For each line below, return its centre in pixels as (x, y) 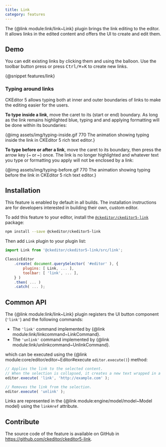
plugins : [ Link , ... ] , (49, 268)
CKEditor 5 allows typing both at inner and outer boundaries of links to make (83, 100)
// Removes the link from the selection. (49, 387)
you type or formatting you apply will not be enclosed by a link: (69, 160)
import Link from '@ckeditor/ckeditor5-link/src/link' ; (64, 250)
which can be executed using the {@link (46, 354)
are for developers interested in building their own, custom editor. (72, 208)
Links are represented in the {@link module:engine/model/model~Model (79, 401)
